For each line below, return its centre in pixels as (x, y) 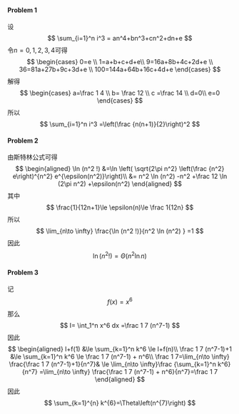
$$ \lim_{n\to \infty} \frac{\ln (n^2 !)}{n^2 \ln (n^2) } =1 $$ (120, 231)
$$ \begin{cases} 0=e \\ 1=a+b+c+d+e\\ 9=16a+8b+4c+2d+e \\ (120, 62)
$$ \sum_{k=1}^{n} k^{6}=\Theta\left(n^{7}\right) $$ (120, 403)
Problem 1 (22, 10)
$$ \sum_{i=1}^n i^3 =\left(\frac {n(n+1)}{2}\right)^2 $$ (120, 124)
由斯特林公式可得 (32, 157)
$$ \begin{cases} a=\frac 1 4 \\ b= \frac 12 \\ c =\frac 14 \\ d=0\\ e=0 (120, 93)
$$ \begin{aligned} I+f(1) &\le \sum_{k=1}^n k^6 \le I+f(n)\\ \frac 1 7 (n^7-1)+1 (120, 348)
